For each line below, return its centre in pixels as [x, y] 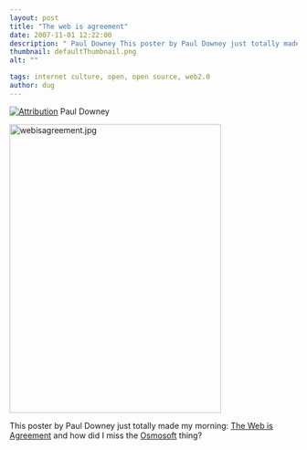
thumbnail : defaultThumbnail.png [73, 52]
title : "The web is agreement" [69, 26]
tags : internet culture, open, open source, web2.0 [110, 77]
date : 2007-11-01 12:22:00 [61, 35]
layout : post [34, 18]
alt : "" [24, 60]
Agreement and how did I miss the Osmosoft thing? [106, 435]
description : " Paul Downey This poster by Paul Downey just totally [145, 43]
